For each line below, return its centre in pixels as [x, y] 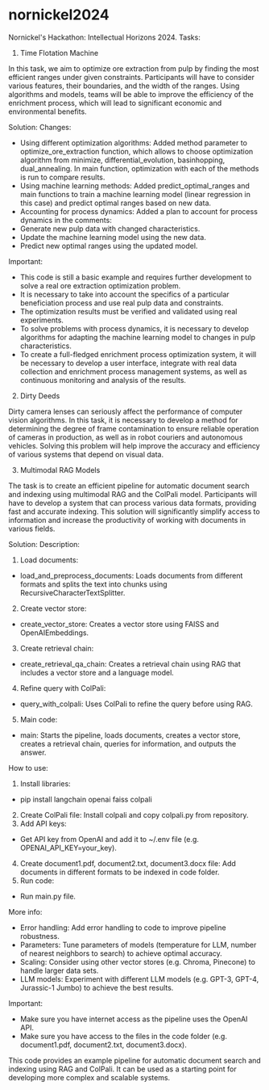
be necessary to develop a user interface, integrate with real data [128, 363]
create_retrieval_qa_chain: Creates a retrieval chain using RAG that [130, 663]
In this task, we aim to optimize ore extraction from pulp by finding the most [134, 68]
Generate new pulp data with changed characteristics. [110, 229]
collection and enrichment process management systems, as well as [133, 371]
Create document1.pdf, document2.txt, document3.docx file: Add [128, 863]
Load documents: [49, 560]
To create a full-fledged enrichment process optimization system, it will [138, 354]
